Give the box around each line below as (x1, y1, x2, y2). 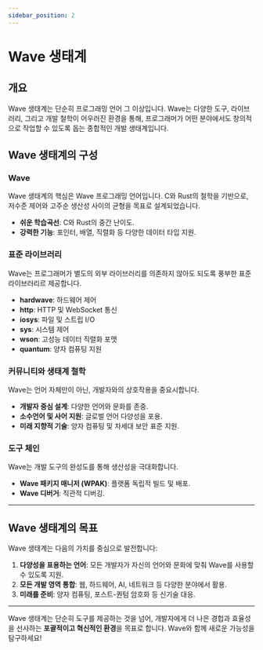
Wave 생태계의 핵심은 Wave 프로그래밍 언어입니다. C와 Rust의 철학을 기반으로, (8, 192, 249, 201)
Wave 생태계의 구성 (8, 148, 99, 162)
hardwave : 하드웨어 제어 (19, 295, 97, 305)
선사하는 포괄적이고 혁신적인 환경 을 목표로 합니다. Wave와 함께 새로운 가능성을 (16, 623, 255, 633)
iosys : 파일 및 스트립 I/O (19, 315, 95, 324)
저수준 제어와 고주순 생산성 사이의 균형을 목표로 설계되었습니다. (8, 201, 201, 210)
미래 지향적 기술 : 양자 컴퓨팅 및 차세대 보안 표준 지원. (19, 421, 180, 430)
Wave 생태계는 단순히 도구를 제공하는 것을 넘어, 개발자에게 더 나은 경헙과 (8, 614, 231, 623)
